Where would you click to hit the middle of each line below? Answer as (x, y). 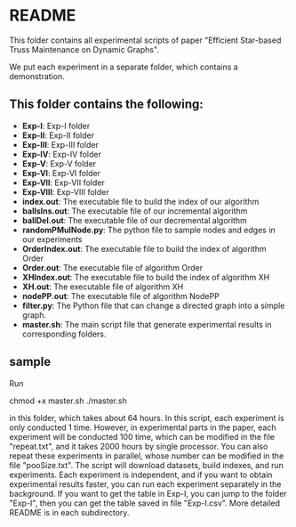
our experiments (52, 239)
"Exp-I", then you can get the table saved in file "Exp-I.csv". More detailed (145, 503)
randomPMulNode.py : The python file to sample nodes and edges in (148, 230)
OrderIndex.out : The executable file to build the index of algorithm (144, 248)
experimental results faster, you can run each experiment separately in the (145, 484)
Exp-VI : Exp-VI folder (61, 173)
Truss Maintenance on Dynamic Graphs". (84, 49)
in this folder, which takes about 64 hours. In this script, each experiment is (147, 418)
